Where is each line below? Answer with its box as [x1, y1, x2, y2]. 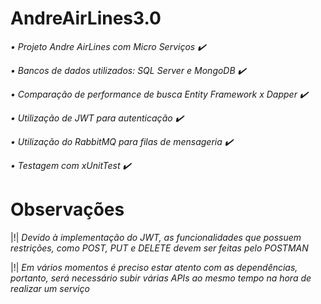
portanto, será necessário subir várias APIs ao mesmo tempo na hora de [10, 272, 312, 284]
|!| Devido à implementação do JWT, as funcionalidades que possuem [10, 231, 302, 243]
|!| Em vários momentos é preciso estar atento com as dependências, [10, 261, 298, 273]
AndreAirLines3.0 [10, 7, 162, 30]
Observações [10, 198, 125, 221]
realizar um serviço [10, 282, 90, 294]
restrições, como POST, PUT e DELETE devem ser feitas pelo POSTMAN [10, 242, 309, 254]
